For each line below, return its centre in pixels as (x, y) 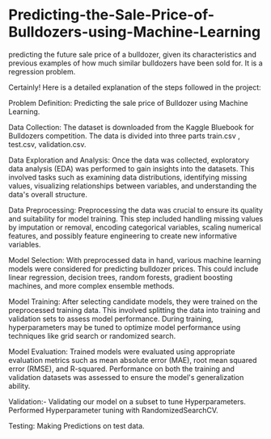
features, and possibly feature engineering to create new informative (123, 235)
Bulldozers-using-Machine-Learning (135, 32)
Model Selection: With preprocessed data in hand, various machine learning (135, 260)
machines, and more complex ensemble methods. (92, 285)
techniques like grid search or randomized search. (92, 336)
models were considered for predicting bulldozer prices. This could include (133, 268)
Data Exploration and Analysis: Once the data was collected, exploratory (129, 160)
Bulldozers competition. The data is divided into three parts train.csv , (124, 136)
